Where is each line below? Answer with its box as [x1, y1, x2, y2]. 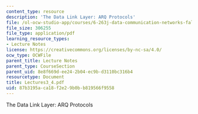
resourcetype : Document [6, 74, 65, 80]
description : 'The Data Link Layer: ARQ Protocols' [6, 14, 136, 20]
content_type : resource [6, 8, 65, 15]
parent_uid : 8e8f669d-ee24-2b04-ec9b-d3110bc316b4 [6, 69, 133, 75]
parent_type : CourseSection [6, 63, 75, 69]
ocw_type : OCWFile [6, 52, 51, 58]
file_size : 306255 [6, 25, 51, 31]
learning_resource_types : [6, 36, 70, 42]
